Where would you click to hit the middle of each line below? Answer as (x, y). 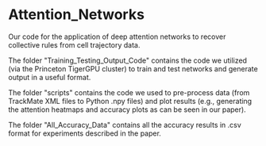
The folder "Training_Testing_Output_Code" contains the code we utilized (128, 60)
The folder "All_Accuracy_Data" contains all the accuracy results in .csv (125, 125)
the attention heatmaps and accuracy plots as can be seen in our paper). (127, 109)
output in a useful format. (50, 77)
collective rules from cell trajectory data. (74, 44)
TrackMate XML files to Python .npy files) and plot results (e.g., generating (130, 101)
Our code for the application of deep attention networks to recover (117, 36)
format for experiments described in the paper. (85, 133)
